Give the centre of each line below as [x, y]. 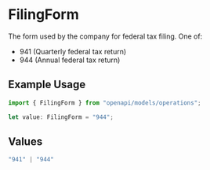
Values [25, 141]
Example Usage [47, 85]
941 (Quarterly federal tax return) [73, 51]
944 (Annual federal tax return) [70, 60]
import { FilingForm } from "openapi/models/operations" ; [105, 103]
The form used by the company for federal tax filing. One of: [105, 36]
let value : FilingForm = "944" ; [61, 117]
